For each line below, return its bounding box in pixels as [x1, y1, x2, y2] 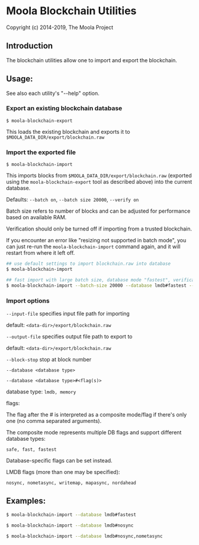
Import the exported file [6, 148, 76, 156]
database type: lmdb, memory [6, 388, 76, 395]
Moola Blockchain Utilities [6, 4, 137, 18]
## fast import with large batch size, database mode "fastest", [6, 277, 171, 283]
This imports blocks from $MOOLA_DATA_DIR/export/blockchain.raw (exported [6, 172, 192, 179]
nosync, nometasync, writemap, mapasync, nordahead [6, 480, 136, 486]
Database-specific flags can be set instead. [6, 457, 113, 464]
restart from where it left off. [6, 249, 75, 257]
